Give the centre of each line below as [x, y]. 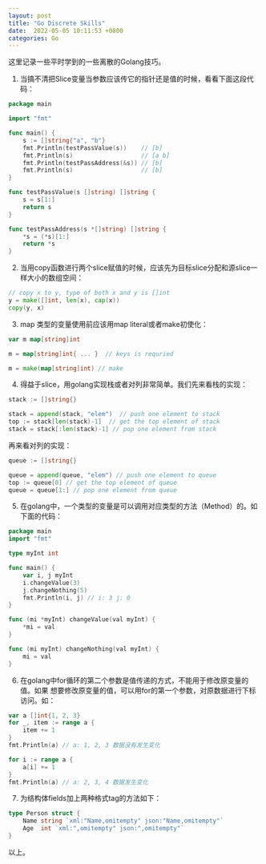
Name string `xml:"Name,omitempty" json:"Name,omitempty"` [123, 821]
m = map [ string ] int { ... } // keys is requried [91, 353]
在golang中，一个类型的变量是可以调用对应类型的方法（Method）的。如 [139, 507]
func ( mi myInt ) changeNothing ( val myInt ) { [84, 649]
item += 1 [39, 730]
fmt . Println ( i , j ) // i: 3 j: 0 [77, 598]
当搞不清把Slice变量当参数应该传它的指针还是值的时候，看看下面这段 [133, 79]
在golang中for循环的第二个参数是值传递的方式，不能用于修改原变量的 [134, 680]
